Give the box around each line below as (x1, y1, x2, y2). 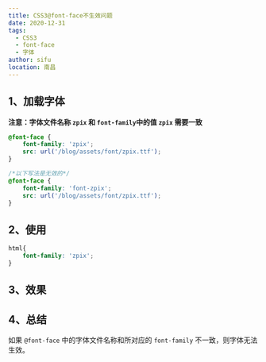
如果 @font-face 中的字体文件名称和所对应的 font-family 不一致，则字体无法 (8, 335, 258, 345)
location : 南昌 (8, 64, 56, 71)
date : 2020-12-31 (8, 19, 66, 27)
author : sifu (8, 56, 52, 64)
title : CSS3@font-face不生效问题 (8, 11, 113, 20)
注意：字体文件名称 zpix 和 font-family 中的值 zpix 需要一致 (8, 117, 202, 127)
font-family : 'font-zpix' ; (22, 184, 112, 192)
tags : (8, 26, 26, 34)
